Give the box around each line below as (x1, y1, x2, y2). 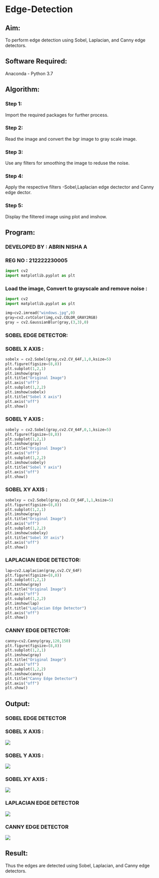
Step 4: (5, 173, 24, 180)
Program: (5, 228, 35, 237)
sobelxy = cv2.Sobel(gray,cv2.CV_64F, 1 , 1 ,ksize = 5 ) (5, 497, 114, 502)
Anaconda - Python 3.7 (5, 70, 53, 76)
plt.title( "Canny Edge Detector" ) (5, 676, 78, 681)
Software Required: (5, 57, 67, 66)
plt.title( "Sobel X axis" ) (5, 394, 62, 399)
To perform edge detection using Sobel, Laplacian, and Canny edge (5, 37, 146, 43)
